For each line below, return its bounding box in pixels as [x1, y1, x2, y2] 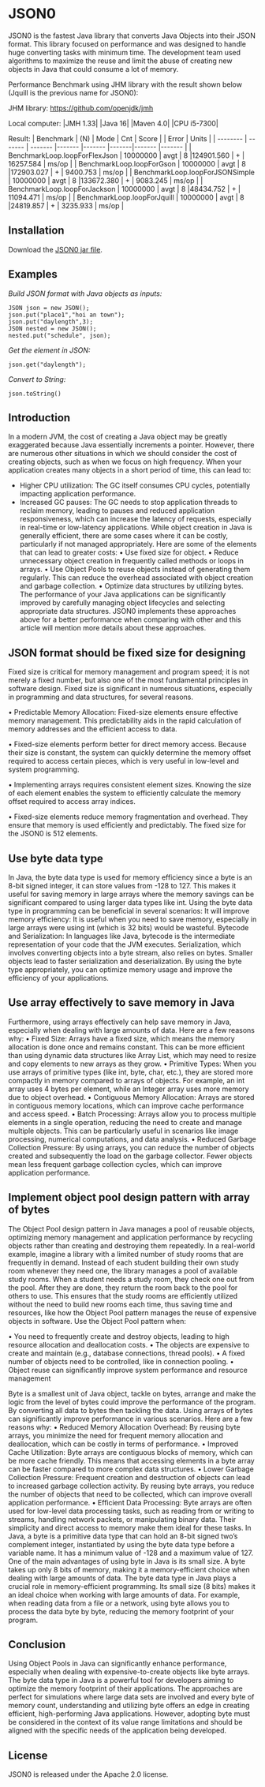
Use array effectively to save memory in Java [8, 996, 235, 1010]
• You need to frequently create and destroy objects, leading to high [8, 1331, 230, 1341]
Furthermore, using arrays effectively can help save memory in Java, [8, 1017, 232, 1026]
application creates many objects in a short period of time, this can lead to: [8, 465, 252, 475]
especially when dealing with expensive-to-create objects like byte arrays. [8, 1667, 250, 1677]
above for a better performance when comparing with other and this [19, 615, 242, 624]
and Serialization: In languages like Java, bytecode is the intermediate [8, 932, 235, 940]
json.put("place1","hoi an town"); [8, 311, 125, 319]
